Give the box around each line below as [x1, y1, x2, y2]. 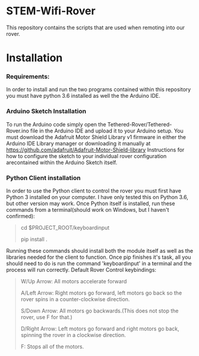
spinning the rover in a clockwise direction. [20, 332, 126, 339]
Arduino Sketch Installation [6, 107, 87, 116]
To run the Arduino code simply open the [6, 120, 106, 128]
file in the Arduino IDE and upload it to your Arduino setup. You [30, 127, 184, 134]
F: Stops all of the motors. [20, 343, 84, 350]
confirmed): [6, 213, 35, 220]
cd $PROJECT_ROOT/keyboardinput [20, 224, 110, 231]
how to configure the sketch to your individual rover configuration [6, 152, 167, 159]
